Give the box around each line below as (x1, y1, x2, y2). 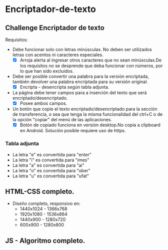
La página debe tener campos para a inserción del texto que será (12, 90, 147, 96)
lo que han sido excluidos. (19, 68, 74, 74)
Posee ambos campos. (19, 100, 67, 106)
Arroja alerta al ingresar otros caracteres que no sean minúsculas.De (19, 57, 161, 63)
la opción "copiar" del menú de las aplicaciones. (12, 117, 112, 123)
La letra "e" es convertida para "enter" (12, 151, 91, 157)
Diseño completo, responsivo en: (12, 200, 81, 206)
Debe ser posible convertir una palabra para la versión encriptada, (12, 74, 149, 80)
